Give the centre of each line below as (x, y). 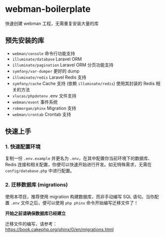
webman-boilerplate (48, 9)
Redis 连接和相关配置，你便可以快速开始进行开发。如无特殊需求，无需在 (79, 165)
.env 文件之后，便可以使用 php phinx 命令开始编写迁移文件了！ (74, 203)
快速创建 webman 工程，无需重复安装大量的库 (52, 23)
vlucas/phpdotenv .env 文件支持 (44, 95)
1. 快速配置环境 (23, 147)
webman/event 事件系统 (35, 102)
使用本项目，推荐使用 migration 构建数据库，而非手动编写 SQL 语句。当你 (80, 196)
